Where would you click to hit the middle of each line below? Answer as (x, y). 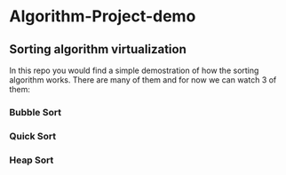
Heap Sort (32, 160)
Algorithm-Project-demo (103, 16)
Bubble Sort (36, 112)
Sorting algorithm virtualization (98, 49)
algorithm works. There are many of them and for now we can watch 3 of (143, 80)
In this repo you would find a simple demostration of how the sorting (134, 70)
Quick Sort (33, 136)
